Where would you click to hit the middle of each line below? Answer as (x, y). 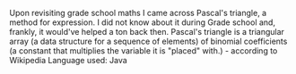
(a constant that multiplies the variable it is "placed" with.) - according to (144, 51)
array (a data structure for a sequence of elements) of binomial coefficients (148, 41)
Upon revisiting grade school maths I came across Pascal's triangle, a (138, 13)
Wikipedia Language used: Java (68, 60)
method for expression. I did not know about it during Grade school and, (143, 22)
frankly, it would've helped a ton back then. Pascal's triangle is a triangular (147, 32)
